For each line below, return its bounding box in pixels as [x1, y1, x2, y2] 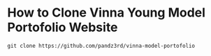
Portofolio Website [7, 19, 118, 35]
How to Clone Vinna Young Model [7, 5, 206, 21]
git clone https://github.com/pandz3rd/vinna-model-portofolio [7, 42, 196, 49]
